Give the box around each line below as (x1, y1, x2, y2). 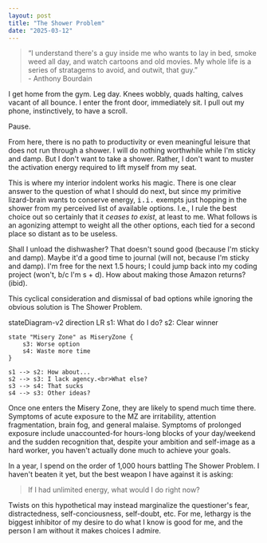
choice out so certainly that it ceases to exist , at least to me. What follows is (8, 212, 257, 222)
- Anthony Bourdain (27, 73, 93, 84)
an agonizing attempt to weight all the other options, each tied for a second (8, 220, 255, 230)
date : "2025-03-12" (8, 26, 73, 34)
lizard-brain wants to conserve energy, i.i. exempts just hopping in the (8, 195, 247, 204)
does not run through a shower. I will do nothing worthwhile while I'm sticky (8, 145, 257, 156)
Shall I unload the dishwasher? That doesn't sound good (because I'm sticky (8, 244, 260, 254)
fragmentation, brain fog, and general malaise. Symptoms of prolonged (8, 420, 241, 430)
